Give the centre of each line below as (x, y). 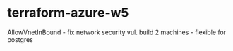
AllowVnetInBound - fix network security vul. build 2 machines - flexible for (117, 32)
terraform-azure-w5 (68, 13)
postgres (20, 39)
